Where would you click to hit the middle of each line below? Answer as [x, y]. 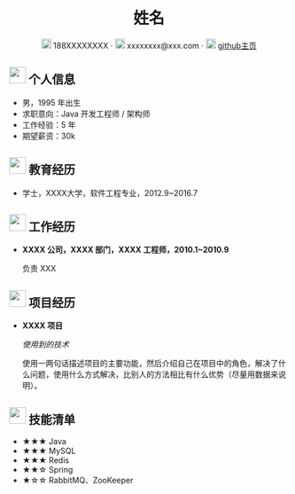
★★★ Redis [45, 460]
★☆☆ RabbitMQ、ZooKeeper [78, 480]
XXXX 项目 [43, 325]
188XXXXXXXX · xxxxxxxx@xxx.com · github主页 [155, 45]
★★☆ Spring [47, 470]
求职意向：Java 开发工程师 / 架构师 [86, 114]
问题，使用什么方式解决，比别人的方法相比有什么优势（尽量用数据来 [154, 374]
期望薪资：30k [48, 136]
